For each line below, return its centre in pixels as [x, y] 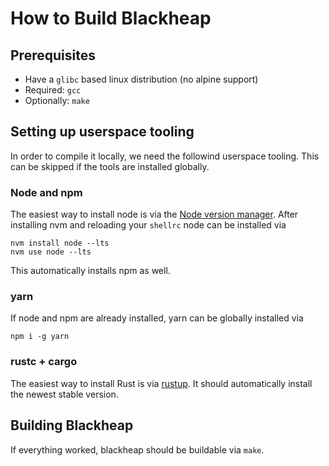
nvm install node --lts [60, 243]
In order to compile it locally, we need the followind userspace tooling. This [165, 156]
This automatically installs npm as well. [90, 271]
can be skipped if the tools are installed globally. [110, 166]
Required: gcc [53, 90]
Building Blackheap [72, 425]
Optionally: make [57, 100]
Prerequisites [53, 55]
